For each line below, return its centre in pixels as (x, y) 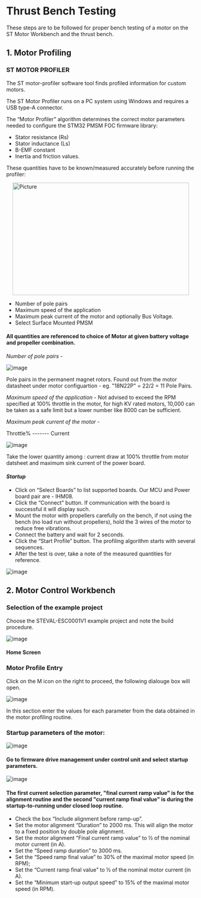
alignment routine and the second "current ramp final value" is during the (100, 799)
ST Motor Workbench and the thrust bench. (60, 34)
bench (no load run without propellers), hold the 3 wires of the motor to (103, 522)
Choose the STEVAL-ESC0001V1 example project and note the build (90, 621)
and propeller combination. (41, 343)
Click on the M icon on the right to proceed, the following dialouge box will (98, 681)
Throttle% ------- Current (38, 433)
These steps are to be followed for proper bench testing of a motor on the (97, 28)
